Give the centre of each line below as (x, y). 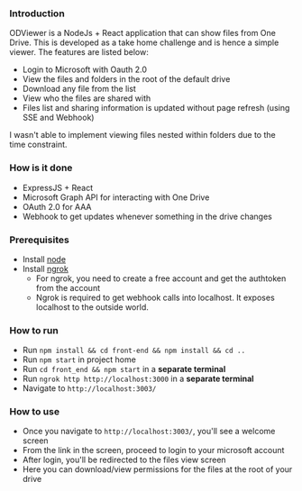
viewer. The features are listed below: (79, 52)
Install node (44, 259)
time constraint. (38, 145)
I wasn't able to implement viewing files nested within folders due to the (143, 135)
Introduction (37, 14)
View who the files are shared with (87, 98)
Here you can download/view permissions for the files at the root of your (157, 469)
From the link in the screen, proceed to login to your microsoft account (153, 450)
